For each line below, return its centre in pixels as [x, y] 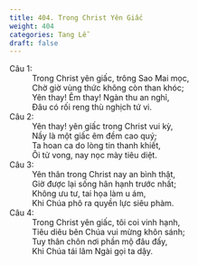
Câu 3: [22, 165]
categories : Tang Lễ [48, 34]
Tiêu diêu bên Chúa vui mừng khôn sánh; [108, 232]
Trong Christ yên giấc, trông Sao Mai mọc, [111, 79]
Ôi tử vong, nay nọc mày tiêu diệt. [95, 156]
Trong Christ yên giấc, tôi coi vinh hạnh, [106, 222]
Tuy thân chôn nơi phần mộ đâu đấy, [100, 241]
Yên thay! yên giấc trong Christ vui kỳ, [103, 127]
